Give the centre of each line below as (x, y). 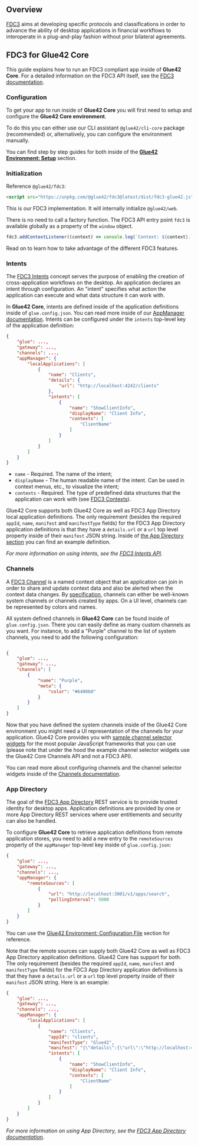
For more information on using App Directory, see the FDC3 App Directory (96, 1131)
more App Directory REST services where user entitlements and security (94, 814)
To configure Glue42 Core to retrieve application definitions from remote (94, 832)
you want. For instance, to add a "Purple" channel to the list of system (91, 631)
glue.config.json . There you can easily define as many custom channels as (98, 624)
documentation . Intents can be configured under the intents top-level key (96, 319)
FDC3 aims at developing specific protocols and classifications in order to (96, 24)
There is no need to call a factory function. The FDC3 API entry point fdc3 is (98, 220)
